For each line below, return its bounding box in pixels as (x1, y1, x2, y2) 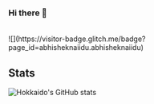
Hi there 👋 (8, 7, 48, 19)
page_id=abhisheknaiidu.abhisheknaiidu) (8, 43, 144, 52)
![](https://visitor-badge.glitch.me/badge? (8, 34, 146, 44)
